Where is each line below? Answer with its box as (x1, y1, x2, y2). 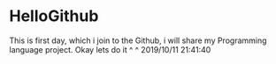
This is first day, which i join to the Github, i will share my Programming (9, 35, 267, 46)
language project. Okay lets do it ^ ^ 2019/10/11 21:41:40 (9, 44, 211, 54)
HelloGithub (9, 6, 99, 26)
